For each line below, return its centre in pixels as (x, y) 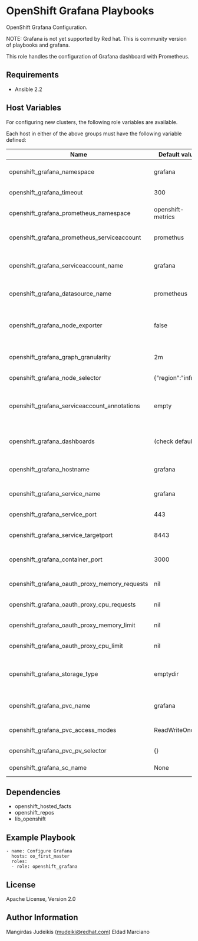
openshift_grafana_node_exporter (56, 325)
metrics (164, 217)
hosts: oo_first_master (40, 857)
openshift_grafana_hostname (49, 469)
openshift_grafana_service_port (53, 514)
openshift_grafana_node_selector (55, 377)
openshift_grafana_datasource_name (60, 294)
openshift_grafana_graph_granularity (60, 357)
